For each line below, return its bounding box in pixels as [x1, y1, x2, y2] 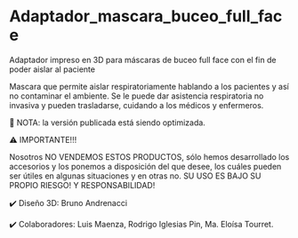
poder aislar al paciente [9, 64, 96, 75]
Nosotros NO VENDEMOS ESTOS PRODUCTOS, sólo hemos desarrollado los [9, 151, 290, 162]
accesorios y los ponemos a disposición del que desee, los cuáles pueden [9, 161, 282, 171]
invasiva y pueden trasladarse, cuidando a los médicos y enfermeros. [9, 99, 264, 110]
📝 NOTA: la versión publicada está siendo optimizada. [9, 117, 206, 128]
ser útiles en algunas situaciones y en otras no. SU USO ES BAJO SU [9, 171, 262, 181]
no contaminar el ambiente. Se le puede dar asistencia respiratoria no [9, 91, 264, 101]
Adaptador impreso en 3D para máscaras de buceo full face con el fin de [9, 54, 277, 65]
